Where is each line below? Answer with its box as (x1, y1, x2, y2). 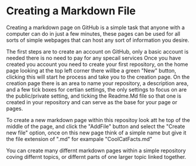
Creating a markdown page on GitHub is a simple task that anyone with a (6, 24, 185, 31)
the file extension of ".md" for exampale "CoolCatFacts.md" (6, 135, 153, 142)
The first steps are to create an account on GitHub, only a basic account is (6, 48, 189, 55)
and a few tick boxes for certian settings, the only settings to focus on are (6, 86, 187, 93)
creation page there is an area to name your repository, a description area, (6, 79, 189, 87)
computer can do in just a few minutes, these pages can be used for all (6, 30, 181, 37)
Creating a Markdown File (6, 4, 136, 18)
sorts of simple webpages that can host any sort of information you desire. (6, 36, 189, 43)
